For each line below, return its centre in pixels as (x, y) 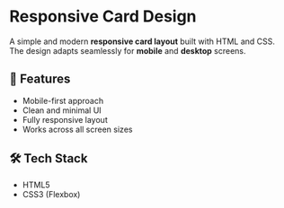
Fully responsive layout (65, 119)
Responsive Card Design (103, 17)
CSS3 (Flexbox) (51, 194)
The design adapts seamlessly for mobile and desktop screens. (128, 50)
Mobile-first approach (63, 100)
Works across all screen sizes (77, 129)
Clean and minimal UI (62, 110)
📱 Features (40, 79)
